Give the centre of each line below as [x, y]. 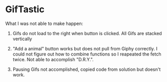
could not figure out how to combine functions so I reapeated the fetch [87, 54]
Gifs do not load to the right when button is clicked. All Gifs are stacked [87, 33]
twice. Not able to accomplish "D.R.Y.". [53, 59]
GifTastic [25, 9]
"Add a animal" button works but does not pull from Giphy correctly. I [85, 48]
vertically [22, 39]
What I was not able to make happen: [44, 23]
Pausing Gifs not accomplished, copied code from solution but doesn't [87, 69]
